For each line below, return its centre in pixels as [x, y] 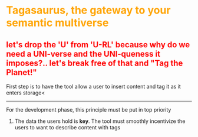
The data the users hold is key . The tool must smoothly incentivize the [100, 121]
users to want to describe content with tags [67, 127]
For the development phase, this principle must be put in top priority [89, 110]
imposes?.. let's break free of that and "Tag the [95, 63]
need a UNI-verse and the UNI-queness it [83, 54]
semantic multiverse [57, 23]
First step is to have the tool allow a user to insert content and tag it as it [93, 87]
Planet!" [22, 72]
